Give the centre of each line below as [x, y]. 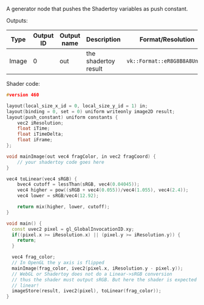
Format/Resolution [167, 39]
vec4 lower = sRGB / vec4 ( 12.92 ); [58, 196]
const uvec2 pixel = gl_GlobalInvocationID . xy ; [73, 229]
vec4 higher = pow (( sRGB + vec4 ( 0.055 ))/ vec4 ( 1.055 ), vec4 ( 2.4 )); [103, 190]
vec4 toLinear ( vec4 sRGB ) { [42, 179]
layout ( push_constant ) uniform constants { [62, 117]
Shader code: [23, 84]
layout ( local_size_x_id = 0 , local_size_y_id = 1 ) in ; [77, 106]
